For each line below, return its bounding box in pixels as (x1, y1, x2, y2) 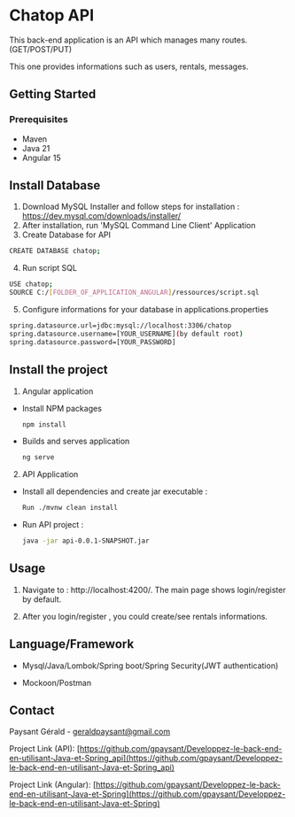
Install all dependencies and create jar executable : (21, 486, 208, 497)
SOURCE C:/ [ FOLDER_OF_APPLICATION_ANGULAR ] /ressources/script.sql (9, 289, 260, 297)
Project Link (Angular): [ (9, 780, 97, 790)
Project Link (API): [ (9, 744, 81, 754)
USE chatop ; (9, 280, 53, 289)
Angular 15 (21, 152, 62, 163)
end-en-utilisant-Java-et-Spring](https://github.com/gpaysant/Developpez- (9, 789, 286, 799)
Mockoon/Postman (21, 677, 91, 688)
